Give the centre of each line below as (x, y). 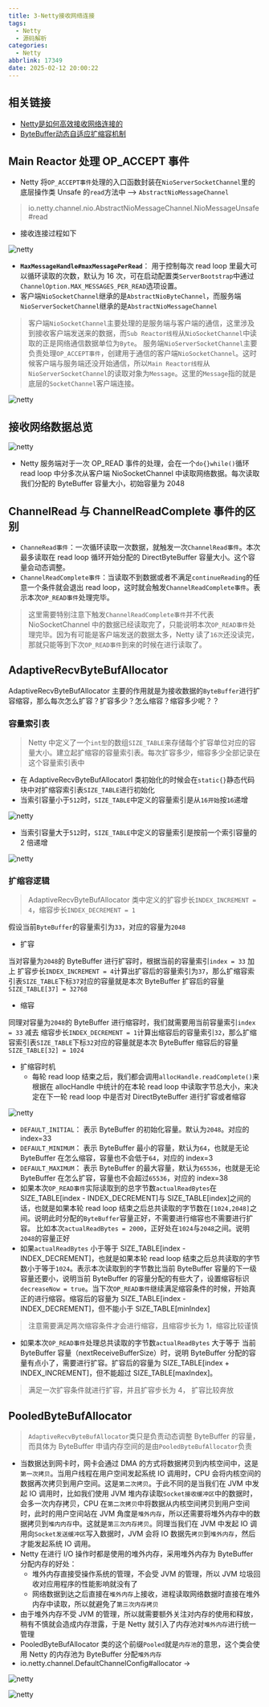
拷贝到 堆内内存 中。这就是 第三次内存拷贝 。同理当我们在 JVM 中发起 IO (138, 1524)
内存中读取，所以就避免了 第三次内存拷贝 (95, 1604)
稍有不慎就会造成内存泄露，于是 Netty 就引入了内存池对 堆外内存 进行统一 (138, 1624)
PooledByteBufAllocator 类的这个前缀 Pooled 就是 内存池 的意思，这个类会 (137, 1644)
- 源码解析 (31, 38)
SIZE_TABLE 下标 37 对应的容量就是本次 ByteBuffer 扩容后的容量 (124, 981)
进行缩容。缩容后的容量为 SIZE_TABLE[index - (110, 1299)
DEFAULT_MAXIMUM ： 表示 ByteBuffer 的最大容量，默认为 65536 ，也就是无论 (140, 1168)
